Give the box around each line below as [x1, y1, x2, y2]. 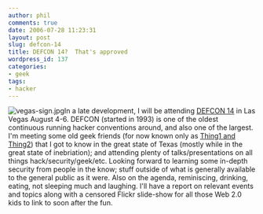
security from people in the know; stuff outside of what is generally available [8, 164, 256, 174]
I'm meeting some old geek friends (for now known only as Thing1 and [8, 131, 236, 141]
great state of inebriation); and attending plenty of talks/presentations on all [8, 148, 253, 157]
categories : [8, 63, 47, 71]
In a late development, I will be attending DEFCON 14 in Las [64, 106, 256, 116]
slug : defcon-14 [8, 41, 61, 49]
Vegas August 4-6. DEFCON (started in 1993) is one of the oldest [8, 115, 218, 124]
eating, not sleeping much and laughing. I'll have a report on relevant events [8, 182, 254, 191]
